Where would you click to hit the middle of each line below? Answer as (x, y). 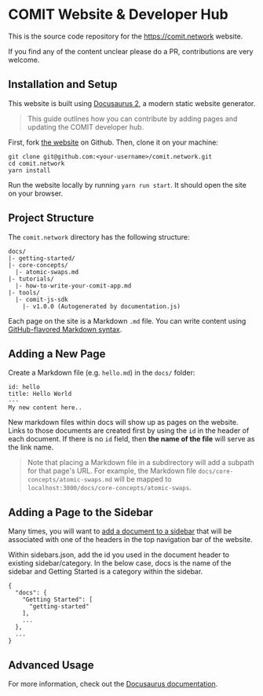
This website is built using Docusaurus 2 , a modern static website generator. (132, 103)
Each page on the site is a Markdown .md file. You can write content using (127, 321)
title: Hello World (40, 394)
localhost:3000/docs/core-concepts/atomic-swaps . (110, 488)
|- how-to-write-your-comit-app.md (73, 286)
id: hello (24, 387)
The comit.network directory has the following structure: (99, 236)
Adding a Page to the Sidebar (81, 512)
